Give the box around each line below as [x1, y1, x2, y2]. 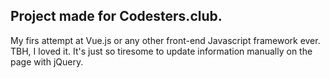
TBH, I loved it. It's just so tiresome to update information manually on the [10, 45, 313, 57]
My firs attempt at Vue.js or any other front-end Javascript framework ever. [10, 34, 321, 46]
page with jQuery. [10, 55, 84, 68]
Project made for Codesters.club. [10, 8, 223, 25]
